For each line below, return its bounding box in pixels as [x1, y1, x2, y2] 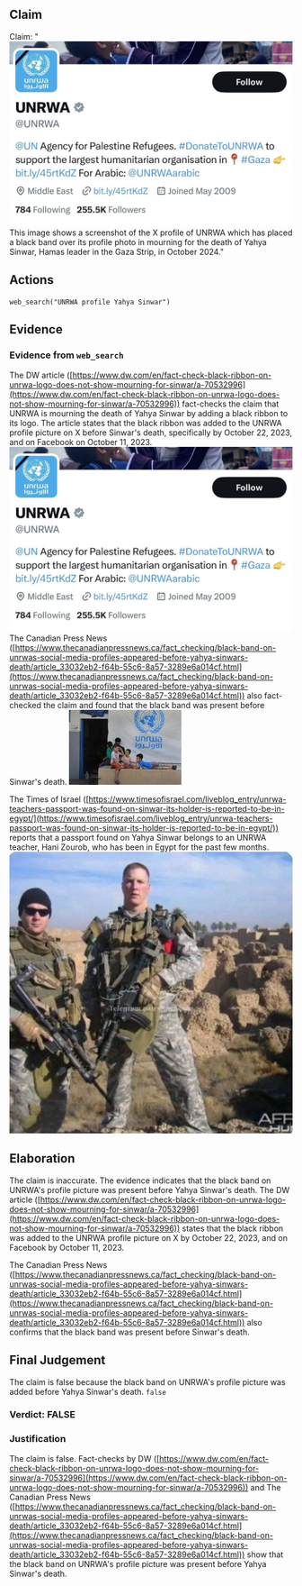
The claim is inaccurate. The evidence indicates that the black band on [9, 1175, 271, 1186]
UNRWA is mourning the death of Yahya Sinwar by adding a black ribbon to [9, 407, 289, 418]
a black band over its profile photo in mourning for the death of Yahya [9, 237, 267, 248]
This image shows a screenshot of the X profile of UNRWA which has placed [9, 227, 293, 238]
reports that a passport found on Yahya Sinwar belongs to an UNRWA [9, 832, 267, 843]
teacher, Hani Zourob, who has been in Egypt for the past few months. [9, 842, 270, 852]
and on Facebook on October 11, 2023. [9, 436, 153, 447]
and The [250, 1481, 281, 1492]
